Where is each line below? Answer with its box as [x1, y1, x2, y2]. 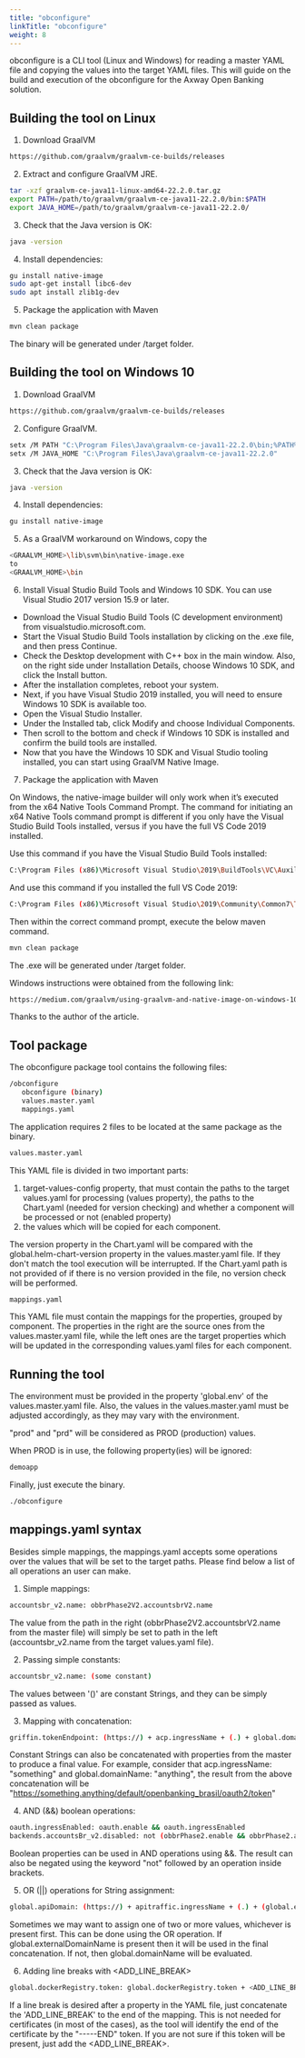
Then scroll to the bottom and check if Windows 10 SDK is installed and [22, 727, 290, 738]
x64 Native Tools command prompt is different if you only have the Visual [9, 811, 284, 822]
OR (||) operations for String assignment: [22, 1885, 175, 1896]
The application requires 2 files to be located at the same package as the [9, 1121, 282, 1132]
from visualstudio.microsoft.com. [22, 621, 147, 632]
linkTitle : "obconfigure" [9, 22, 107, 31]
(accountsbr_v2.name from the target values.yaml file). [9, 1636, 214, 1647]
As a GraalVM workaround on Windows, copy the [22, 534, 207, 544]
